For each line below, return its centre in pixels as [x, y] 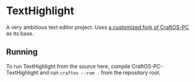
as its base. [20, 33]
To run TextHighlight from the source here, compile [68, 66]
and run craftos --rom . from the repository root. [100, 73]
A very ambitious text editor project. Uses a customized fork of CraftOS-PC [97, 27]
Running [22, 52]
